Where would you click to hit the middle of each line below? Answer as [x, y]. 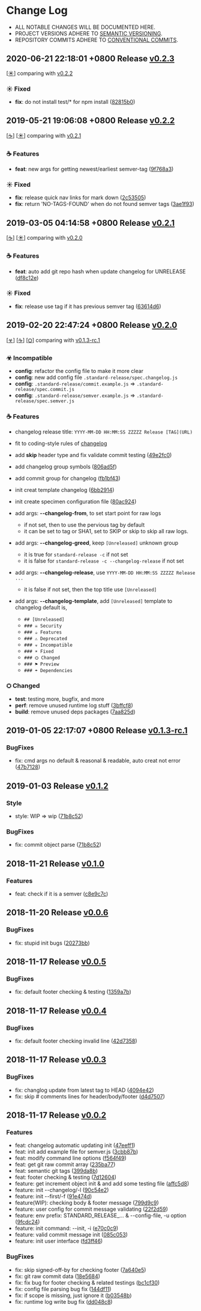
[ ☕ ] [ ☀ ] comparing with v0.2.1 [44, 135]
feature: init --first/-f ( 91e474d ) [53, 1196]
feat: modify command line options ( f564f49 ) [70, 1158]
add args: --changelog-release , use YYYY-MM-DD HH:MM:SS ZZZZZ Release [105, 573]
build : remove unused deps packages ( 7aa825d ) [75, 712]
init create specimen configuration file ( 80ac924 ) [76, 501]
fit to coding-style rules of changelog [61, 444]
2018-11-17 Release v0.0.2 [56, 1116]
